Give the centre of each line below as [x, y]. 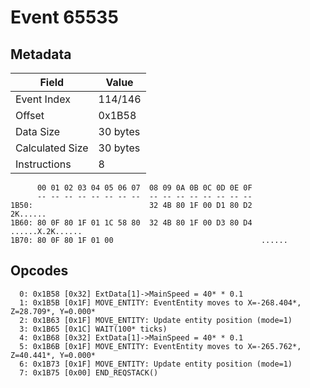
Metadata [41, 54]
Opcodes [39, 271]
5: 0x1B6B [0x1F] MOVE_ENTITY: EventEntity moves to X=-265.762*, [160, 346]
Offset [30, 115]
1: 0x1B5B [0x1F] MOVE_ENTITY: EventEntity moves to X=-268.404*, [160, 302]
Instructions [43, 164]
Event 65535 [64, 17]
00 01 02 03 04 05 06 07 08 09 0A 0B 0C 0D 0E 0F [144, 188]
